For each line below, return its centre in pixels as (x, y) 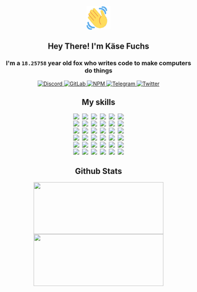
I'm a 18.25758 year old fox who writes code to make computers (99, 64)
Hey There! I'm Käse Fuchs (99, 47)
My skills (99, 102)
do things (99, 71)
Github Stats (99, 171)
